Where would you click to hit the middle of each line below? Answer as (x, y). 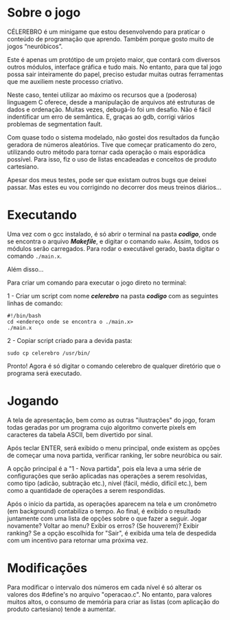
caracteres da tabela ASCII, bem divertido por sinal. (80, 434)
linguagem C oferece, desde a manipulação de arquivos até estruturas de (111, 102)
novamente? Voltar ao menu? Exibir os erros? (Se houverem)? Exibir (103, 525)
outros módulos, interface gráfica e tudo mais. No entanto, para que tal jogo (115, 67)
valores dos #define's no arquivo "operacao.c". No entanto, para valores (110, 594)
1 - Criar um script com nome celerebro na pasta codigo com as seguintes (113, 296)
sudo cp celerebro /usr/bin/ (49, 353)
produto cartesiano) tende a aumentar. (62, 609)
